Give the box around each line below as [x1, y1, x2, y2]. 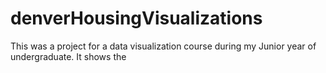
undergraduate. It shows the [10, 50, 127, 62]
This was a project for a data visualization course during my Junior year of [10, 40, 317, 52]
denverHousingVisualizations [10, 7, 263, 30]
